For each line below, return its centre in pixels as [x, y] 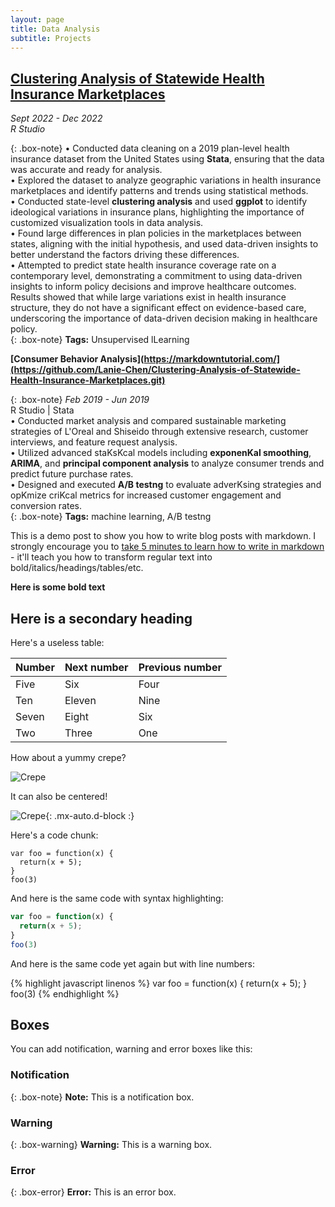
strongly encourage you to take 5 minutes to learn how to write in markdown [167, 547]
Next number [96, 667]
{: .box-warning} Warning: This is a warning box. [111, 1144]
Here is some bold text [58, 587]
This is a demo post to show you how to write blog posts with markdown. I [163, 536]
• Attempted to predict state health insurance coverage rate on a [143, 265]
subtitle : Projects [51, 38]
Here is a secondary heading [101, 618]
